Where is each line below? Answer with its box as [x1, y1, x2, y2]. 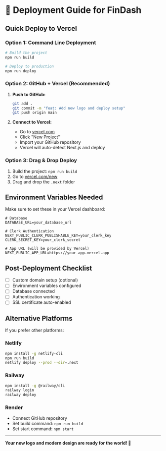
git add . [12, 101, 33, 106]
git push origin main [12, 110, 57, 115]
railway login [5, 388, 35, 393]
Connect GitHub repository [12, 415, 68, 421]
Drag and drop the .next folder [12, 178, 75, 185]
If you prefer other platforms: [5, 327, 64, 334]
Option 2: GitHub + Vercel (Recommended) [5, 80, 110, 87]
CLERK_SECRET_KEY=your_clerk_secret [5, 237, 81, 242]
